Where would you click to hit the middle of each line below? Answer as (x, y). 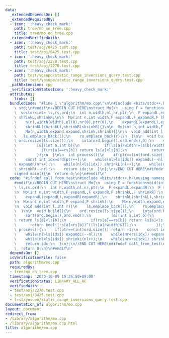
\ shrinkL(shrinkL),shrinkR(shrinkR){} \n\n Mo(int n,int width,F (89, 127)
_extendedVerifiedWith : (34, 38)
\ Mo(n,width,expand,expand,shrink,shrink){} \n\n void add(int (86, 131)
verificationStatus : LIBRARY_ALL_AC (48, 281)
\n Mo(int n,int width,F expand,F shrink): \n (64, 202)
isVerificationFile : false (38, 258)
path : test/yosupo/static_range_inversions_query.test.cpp (77, 75)
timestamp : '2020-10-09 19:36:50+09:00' (53, 276)
